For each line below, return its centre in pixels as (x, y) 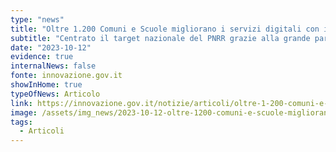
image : (24, 112)
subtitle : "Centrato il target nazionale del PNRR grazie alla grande (160, 38)
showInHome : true (46, 85)
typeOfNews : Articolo (55, 94)
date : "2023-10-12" (51, 47)
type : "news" (37, 19)
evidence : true (42, 57)
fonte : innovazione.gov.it (66, 76)
